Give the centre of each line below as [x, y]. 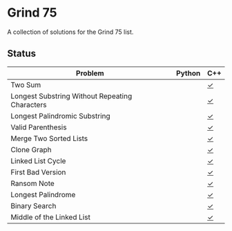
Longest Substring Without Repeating [71, 96]
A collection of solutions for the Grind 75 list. [70, 32]
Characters [29, 104]
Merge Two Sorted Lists [49, 138]
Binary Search [33, 205]
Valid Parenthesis [39, 127]
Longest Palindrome [43, 194]
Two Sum [26, 84]
